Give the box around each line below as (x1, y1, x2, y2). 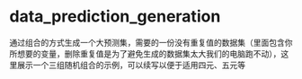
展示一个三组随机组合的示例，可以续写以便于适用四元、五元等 (16, 59, 245, 70)
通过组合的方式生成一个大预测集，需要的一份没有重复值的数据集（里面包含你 (9, 37, 293, 48)
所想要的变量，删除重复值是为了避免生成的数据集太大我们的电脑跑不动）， (9, 48, 281, 59)
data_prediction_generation (9, 6, 221, 27)
